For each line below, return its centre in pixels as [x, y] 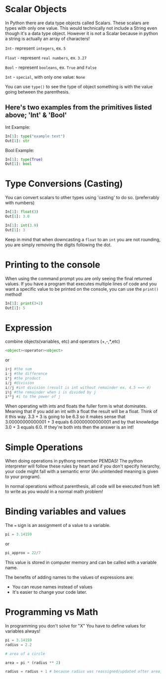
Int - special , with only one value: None [45, 77]
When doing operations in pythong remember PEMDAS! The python [74, 461]
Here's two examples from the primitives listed [79, 107]
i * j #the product [23, 378]
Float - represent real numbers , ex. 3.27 [46, 57]
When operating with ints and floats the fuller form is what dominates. [76, 406]
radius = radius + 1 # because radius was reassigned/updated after [77, 672]
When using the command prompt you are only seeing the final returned [79, 278]
